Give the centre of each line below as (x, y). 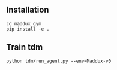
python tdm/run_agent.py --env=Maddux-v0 (59, 61)
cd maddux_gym (24, 23)
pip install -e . (28, 29)
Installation (28, 10)
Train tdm (25, 47)
